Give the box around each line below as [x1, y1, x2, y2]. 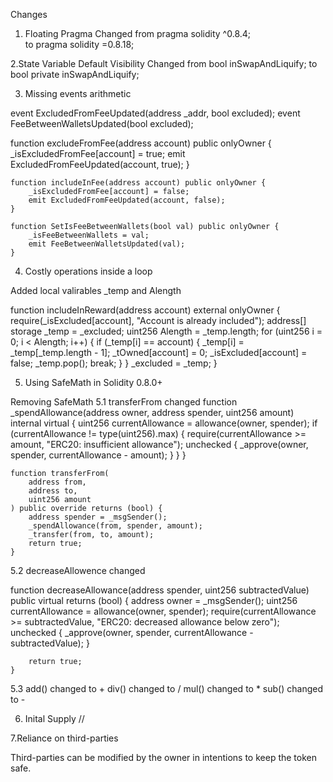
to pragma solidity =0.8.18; [24, 39, 135, 50]
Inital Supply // [24, 713, 85, 724]
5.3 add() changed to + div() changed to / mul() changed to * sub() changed [10, 683, 323, 694]
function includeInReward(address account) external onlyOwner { [10, 304, 281, 316]
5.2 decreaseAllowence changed [10, 565, 146, 576]
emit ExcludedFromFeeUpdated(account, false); [28, 195, 226, 205]
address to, [28, 486, 78, 496]
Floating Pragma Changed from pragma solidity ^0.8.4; [24, 28, 252, 39]
